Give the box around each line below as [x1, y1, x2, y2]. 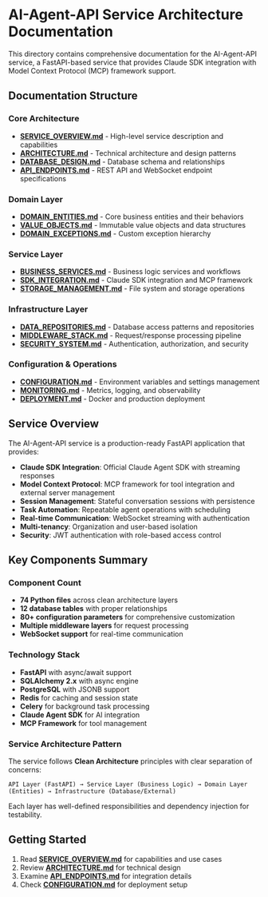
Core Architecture [8, 113, 80, 125]
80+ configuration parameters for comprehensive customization [19, 613, 235, 622]
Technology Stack [8, 649, 81, 661]
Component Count [8, 577, 81, 588]
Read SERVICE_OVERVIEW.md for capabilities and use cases [19, 854, 223, 863]
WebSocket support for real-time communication [19, 629, 183, 639]
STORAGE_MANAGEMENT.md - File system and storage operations [19, 284, 246, 293]
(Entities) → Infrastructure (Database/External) [8, 787, 177, 796]
